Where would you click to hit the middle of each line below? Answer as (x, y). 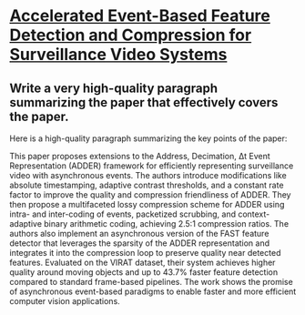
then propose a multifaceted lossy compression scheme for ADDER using (147, 204)
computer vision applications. (65, 301)
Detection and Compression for (131, 35)
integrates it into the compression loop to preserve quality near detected (145, 253)
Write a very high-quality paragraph (114, 88)
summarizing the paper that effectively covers (144, 102)
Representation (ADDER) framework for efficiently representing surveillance (152, 166)
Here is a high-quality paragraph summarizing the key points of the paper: (148, 138)
